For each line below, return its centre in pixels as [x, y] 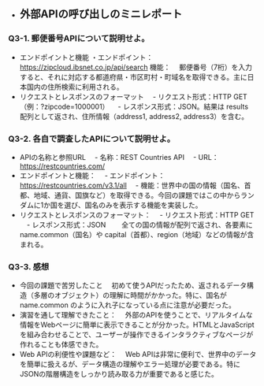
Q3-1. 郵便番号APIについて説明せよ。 [79, 39]
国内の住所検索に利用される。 [75, 87]
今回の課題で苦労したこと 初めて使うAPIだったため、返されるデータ [133, 285]
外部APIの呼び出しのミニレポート [101, 14]
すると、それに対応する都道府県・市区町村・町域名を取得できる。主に [133, 76]
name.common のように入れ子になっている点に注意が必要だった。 [128, 305]
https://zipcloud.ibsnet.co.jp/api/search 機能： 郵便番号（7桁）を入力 [136, 67]
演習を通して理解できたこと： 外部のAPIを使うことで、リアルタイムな [136, 315]
